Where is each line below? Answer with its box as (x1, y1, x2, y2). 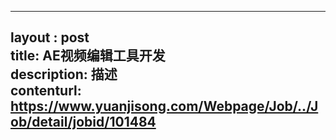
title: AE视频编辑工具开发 (10, 47, 166, 65)
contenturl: (10, 82, 82, 100)
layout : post (10, 29, 90, 46)
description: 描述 (10, 66, 118, 83)
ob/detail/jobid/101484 (10, 114, 157, 131)
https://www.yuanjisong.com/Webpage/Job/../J (10, 98, 319, 115)
